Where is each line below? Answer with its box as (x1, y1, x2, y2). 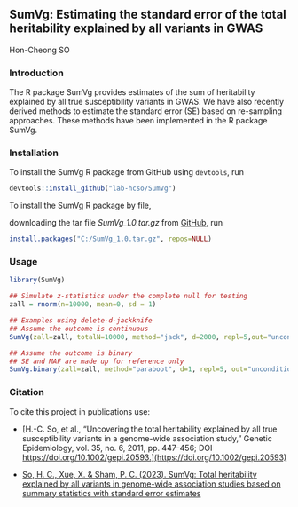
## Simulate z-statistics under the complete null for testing (9, 292, 248, 301)
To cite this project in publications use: (9, 406, 151, 416)
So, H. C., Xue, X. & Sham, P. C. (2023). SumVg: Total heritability (21, 469, 257, 479)
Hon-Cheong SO (9, 44, 71, 55)
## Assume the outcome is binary (9, 348, 133, 358)
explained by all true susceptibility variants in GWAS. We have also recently (9, 97, 285, 107)
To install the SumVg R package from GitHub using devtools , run (9, 167, 244, 178)
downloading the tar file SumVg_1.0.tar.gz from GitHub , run (9, 218, 223, 228)
